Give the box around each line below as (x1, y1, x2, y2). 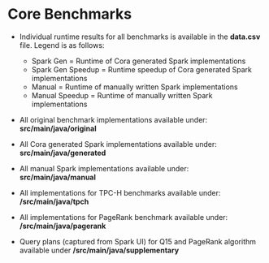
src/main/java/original (19, 123, 97, 133)
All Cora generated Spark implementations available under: (19, 139, 217, 149)
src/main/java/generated (19, 148, 106, 157)
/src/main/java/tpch (19, 196, 89, 206)
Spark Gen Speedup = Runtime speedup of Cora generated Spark (31, 64, 253, 74)
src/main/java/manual (19, 172, 97, 182)
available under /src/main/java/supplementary (19, 245, 180, 255)
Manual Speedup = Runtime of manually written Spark (31, 90, 213, 100)
